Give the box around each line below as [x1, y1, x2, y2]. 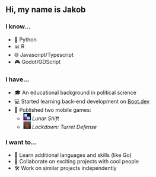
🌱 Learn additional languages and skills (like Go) [14, 152, 132, 159]
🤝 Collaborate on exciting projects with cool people [14, 158, 139, 165]
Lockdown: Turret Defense [31, 123, 97, 130]
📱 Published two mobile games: [14, 106, 91, 113]
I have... [5, 75, 30, 83]
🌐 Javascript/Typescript [14, 51, 74, 58]
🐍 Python [14, 36, 37, 43]
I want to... [5, 138, 37, 146]
